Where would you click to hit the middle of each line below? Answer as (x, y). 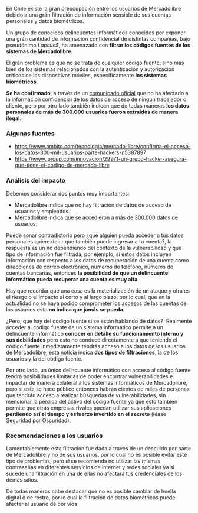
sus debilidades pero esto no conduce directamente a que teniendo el (92, 340)
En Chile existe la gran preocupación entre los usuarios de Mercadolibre (94, 9)
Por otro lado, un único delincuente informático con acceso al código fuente (98, 370)
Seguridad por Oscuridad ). (39, 420)
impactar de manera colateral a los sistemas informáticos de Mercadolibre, (97, 382)
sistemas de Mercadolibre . (39, 51)
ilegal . (14, 118)
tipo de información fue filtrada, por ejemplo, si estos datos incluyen (89, 254)
